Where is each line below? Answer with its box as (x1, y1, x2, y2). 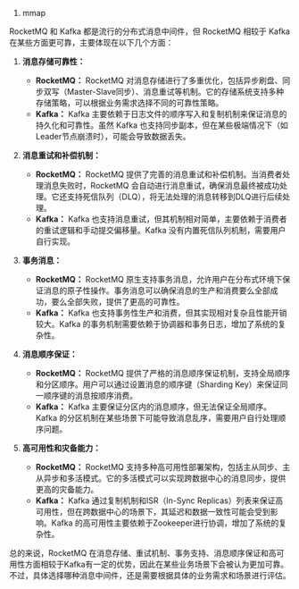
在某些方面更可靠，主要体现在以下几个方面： (9, 38, 174, 47)
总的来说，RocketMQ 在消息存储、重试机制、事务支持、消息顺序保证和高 (9, 548, 277, 558)
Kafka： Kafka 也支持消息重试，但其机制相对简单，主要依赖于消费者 (35, 214, 287, 224)
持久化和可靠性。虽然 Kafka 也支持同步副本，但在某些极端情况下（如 (35, 120, 288, 130)
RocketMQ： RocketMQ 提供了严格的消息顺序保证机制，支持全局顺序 (35, 368, 291, 378)
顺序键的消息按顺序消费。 (43, 391, 138, 400)
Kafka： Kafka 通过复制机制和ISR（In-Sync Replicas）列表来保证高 (35, 495, 284, 506)
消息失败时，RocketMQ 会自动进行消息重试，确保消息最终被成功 (43, 181, 280, 190)
